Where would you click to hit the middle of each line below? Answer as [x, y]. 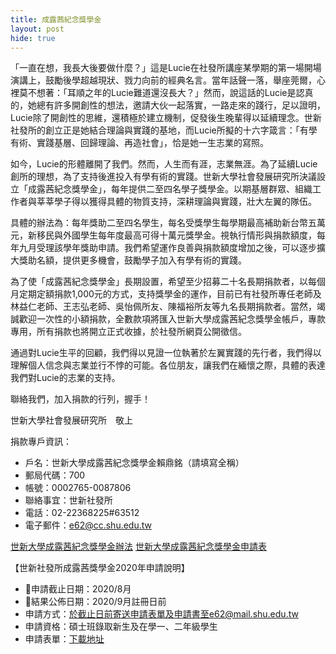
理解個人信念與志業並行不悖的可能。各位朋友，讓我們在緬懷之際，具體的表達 [168, 365]
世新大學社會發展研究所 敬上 [71, 420]
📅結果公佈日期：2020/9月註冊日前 [95, 602]
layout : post [37, 29]
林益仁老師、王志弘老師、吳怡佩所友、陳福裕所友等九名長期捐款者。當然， [163, 307]
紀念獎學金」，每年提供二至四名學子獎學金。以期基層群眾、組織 [183, 189]
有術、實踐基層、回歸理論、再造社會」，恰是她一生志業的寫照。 [139, 143]
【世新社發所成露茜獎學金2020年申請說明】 [100, 568]
